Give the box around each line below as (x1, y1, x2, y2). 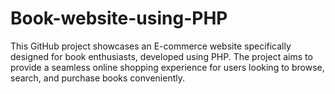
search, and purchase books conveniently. (10, 72, 186, 84)
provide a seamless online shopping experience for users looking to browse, (10, 61, 325, 73)
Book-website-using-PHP (10, 7, 228, 30)
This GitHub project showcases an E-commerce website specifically (10, 40, 292, 52)
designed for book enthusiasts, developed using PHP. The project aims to (10, 50, 313, 62)
